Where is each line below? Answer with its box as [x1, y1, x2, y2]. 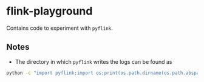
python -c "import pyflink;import [6, 70, 94, 76]
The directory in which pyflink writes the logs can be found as [15, 58, 172, 65]
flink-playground [6, 4, 93, 18]
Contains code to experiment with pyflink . [6, 24, 114, 32]
